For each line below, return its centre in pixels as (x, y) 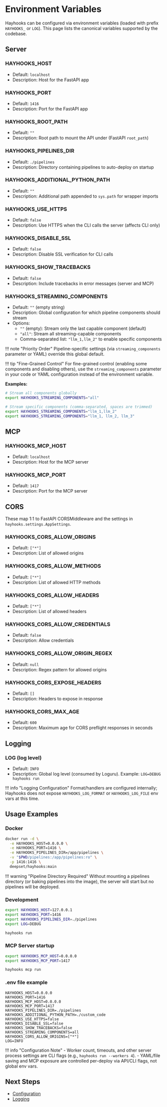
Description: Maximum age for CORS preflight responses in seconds (83, 728)
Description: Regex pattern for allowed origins (60, 669)
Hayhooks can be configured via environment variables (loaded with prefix (82, 23)
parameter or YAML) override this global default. (55, 354)
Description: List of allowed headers (49, 611)
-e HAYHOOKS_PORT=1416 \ (35, 848)
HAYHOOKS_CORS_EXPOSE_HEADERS (53, 682)
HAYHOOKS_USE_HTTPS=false (32, 1019)
